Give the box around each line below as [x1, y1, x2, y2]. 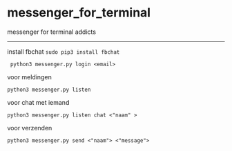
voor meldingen [7, 72, 52, 81]
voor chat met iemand [7, 98, 70, 106]
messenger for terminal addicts [7, 28, 97, 36]
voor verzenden [7, 123, 52, 132]
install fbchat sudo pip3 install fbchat [7, 47, 120, 56]
